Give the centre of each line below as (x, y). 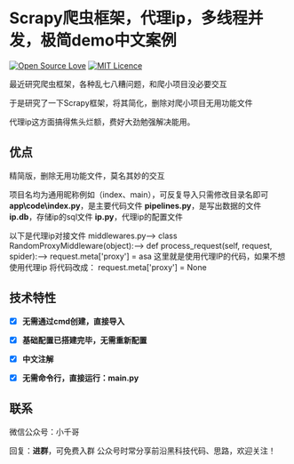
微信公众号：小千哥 (44, 431)
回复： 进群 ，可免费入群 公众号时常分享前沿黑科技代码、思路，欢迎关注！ (143, 451)
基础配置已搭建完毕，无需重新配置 (84, 340)
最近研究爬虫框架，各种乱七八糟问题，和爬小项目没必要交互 (118, 84)
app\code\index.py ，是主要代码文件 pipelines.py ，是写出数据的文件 (135, 205)
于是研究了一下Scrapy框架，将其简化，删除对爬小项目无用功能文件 (131, 102)
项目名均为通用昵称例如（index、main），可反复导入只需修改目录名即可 (139, 194)
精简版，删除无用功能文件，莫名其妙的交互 (87, 175)
